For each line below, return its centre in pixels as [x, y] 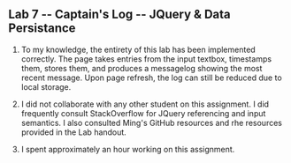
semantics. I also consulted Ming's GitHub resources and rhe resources [151, 122]
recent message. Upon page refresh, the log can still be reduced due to [151, 78]
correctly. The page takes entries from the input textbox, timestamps [146, 59]
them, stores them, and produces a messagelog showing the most [142, 68]
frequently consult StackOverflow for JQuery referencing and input [143, 113]
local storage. [46, 86]
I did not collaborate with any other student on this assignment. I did [145, 104]
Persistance [42, 29]
